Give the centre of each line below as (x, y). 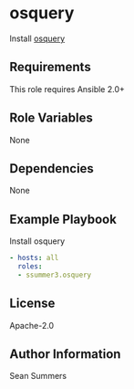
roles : (30, 267)
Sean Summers (38, 376)
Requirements (50, 67)
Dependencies (52, 168)
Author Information (65, 354)
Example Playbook (63, 219)
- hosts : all (34, 258)
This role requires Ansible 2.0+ (67, 89)
